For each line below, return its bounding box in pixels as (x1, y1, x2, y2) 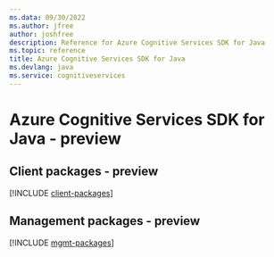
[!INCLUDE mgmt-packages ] (9, 237, 114, 248)
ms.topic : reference (9, 46, 87, 55)
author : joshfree (9, 29, 74, 38)
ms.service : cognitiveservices (9, 71, 126, 80)
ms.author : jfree (9, 21, 74, 30)
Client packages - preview (9, 164, 159, 179)
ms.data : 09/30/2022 (9, 12, 87, 22)
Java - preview (9, 128, 122, 148)
